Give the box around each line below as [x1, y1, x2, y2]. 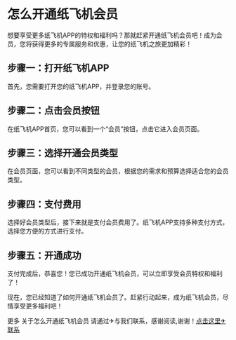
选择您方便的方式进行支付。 [7, 227, 88, 236]
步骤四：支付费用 [7, 198, 81, 210]
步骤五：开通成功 [7, 250, 81, 261]
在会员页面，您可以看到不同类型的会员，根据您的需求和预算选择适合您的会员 [7, 167, 229, 175]
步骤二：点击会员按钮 [7, 104, 100, 116]
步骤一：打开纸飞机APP [7, 62, 110, 74]
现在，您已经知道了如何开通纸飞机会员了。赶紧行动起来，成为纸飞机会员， [7, 293, 223, 301]
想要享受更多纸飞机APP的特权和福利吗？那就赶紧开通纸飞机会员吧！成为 [7, 31, 216, 39]
